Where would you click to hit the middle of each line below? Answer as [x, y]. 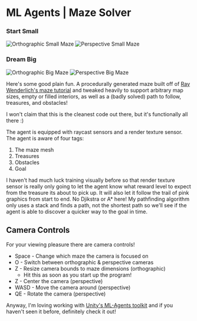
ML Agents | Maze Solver [69, 13]
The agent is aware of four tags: [45, 138]
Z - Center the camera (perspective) [59, 281]
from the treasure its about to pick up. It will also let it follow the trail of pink [98, 192]
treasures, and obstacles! [37, 102]
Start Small [22, 31]
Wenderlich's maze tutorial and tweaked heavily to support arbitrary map [95, 90]
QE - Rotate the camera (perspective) [60, 294]
